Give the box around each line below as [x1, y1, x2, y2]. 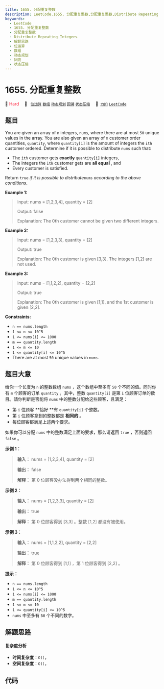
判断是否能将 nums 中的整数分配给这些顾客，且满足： [22, 396, 128, 402]
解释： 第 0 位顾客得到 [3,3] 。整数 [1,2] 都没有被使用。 [17, 518, 128, 524]
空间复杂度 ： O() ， [12, 661, 49, 666]
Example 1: [5, 189, 28, 195]
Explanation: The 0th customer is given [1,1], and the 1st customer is [17, 299, 154, 305]
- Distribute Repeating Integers [9, 35, 78, 40]
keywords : [5, 16, 25, 21]
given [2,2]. [17, 304, 41, 310]
